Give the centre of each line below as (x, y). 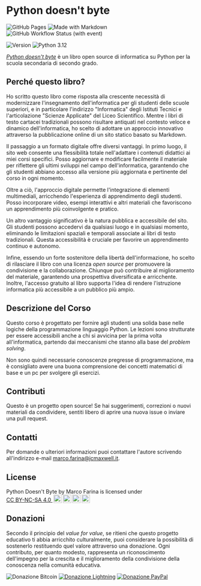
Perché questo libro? (46, 82)
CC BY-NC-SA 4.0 (29, 500)
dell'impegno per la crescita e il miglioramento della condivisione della (93, 558)
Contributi (26, 391)
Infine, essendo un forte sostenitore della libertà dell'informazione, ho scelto (100, 257)
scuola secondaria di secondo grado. (52, 63)
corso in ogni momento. (35, 178)
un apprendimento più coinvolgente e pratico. (62, 209)
